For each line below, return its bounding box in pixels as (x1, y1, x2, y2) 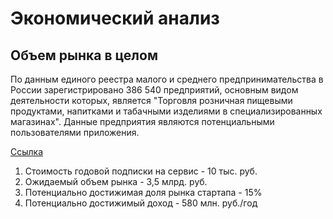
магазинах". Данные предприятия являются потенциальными (10, 116, 275, 127)
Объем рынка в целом (10, 47, 158, 64)
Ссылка (10, 146, 44, 157)
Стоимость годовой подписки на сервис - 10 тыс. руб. (24, 165, 258, 177)
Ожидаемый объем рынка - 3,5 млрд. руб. (24, 176, 208, 187)
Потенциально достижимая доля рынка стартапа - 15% (24, 187, 263, 198)
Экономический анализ (10, 7, 220, 30)
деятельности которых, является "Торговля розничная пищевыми (10, 95, 293, 106)
